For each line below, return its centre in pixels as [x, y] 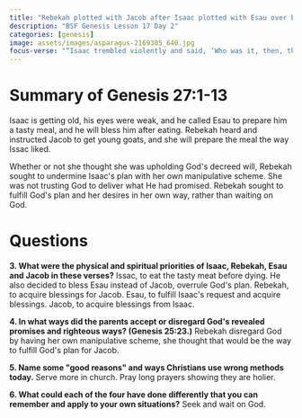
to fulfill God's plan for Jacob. [64, 350]
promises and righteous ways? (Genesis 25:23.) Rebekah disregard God [146, 331]
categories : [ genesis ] [52, 34]
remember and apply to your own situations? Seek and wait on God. [138, 404]
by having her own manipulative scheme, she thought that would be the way [151, 341]
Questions [49, 241]
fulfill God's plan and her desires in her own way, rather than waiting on [142, 195]
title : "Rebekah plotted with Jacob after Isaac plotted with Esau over [148, 18]
